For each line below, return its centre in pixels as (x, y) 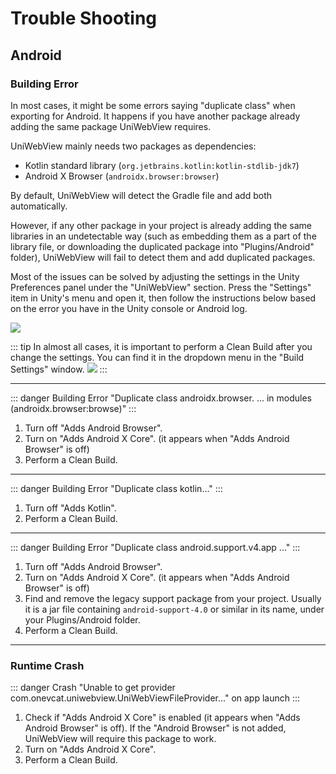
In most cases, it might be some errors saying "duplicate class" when (153, 105)
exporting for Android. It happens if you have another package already (155, 116)
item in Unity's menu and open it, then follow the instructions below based (163, 298)
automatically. (39, 206)
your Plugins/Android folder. (82, 619)
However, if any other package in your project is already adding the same (161, 225)
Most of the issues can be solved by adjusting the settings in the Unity (155, 276)
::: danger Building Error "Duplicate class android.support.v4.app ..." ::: (155, 547)
